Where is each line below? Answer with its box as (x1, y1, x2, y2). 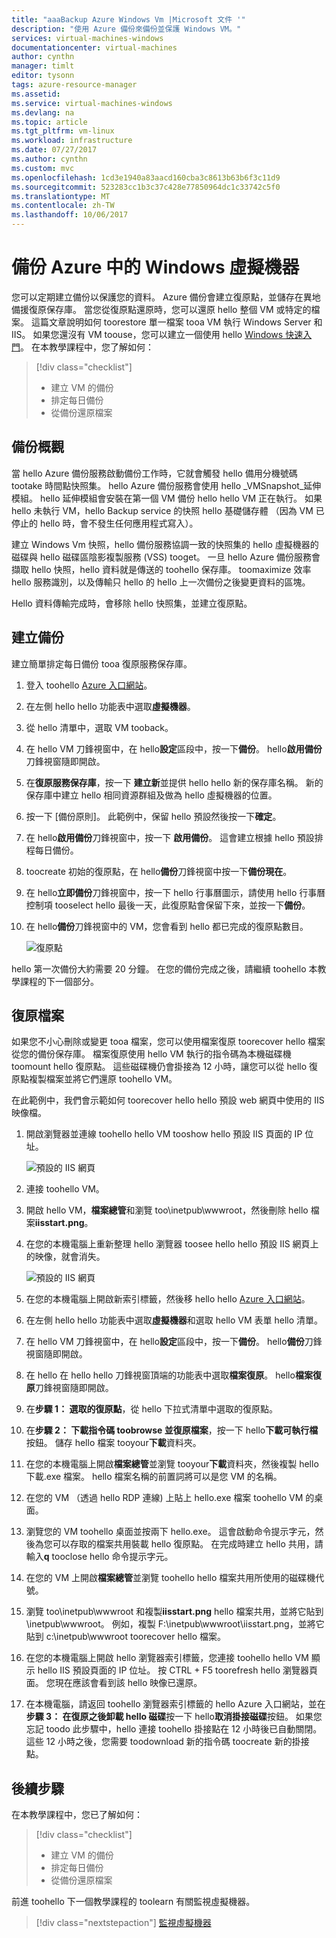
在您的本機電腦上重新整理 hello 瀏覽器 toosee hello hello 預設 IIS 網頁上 (25, 1238, 319, 1250)
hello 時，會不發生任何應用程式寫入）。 (39, 517, 199, 529)
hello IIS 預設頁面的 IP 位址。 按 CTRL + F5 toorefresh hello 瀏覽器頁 (37, 1664, 318, 1676)
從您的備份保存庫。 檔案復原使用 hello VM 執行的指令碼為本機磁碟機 (11, 1048, 292, 1060)
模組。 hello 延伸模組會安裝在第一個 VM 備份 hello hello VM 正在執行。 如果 (11, 492, 323, 504)
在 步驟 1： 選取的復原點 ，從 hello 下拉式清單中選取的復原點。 (25, 1403, 278, 1415)
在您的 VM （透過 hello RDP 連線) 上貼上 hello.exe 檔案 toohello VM (25, 1492, 304, 1504)
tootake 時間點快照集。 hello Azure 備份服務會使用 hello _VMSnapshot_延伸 (11, 479, 322, 491)
